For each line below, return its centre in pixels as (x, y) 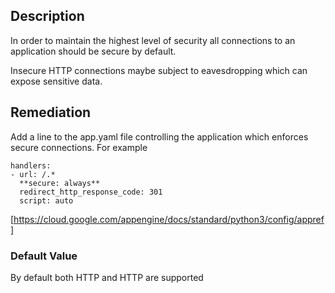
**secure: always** (60, 183)
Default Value (44, 256)
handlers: (31, 165)
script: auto (46, 200)
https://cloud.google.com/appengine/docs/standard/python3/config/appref (169, 219)
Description (47, 16)
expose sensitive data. (56, 81)
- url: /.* (33, 174)
